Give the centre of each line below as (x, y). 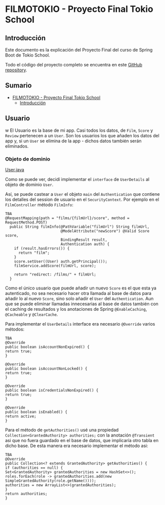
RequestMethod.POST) (27, 222)
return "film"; (34, 253)
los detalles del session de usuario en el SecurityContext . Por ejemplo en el (82, 199)
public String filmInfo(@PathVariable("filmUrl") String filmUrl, (80, 226)
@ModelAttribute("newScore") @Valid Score (105, 231)
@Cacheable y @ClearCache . (32, 314)
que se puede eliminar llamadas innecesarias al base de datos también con (82, 304)
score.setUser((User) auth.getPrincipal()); (61, 261)
